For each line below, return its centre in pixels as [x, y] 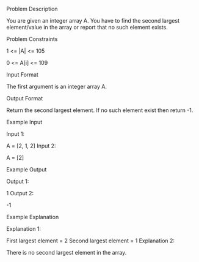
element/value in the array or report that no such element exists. [87, 27]
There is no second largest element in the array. [67, 253]
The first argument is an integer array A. [56, 86]
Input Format [22, 75]
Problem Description [32, 9]
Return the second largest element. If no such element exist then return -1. [100, 110]
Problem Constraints [32, 39]
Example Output [27, 170]
